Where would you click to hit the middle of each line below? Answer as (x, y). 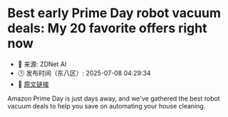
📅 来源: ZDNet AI (42, 64)
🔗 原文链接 (33, 84)
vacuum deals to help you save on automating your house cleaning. (107, 106)
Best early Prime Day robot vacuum (114, 13)
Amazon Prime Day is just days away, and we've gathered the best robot (114, 98)
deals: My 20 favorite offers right (107, 28)
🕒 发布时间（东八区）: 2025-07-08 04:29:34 (84, 73)
